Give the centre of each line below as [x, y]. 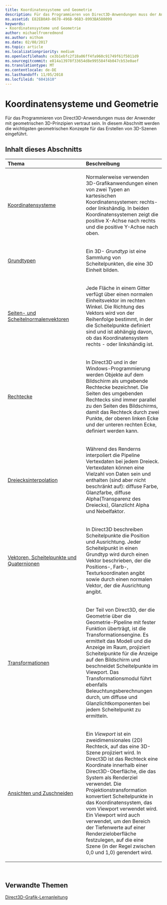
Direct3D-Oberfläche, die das [121, 771]
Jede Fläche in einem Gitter [118, 288]
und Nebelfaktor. [106, 511]
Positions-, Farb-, [107, 567]
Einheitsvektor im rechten [116, 300]
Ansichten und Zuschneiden [41, 793]
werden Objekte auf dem [115, 375]
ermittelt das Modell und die [119, 641]
